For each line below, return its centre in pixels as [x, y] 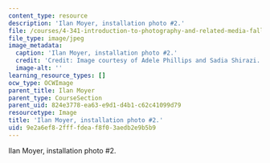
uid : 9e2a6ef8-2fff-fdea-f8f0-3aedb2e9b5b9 [82, 128]
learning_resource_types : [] [57, 75]
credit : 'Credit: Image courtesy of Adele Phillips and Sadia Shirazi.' [140, 61]
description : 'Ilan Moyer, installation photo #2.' [96, 23]
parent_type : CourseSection [55, 98]
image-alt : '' [39, 68]
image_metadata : [35, 46]
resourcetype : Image [43, 113]
